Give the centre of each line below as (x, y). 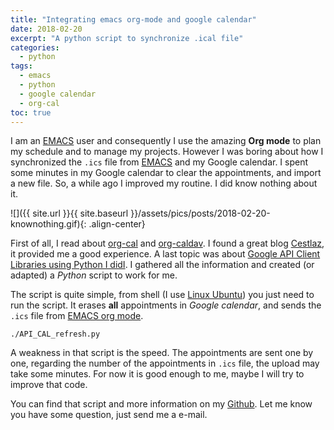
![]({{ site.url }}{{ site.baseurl (69, 213)
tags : (21, 66)
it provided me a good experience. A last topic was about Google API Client (165, 254)
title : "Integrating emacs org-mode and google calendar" (133, 19)
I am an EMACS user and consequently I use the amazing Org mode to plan (166, 141)
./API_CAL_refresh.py (55, 334)
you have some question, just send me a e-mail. (109, 415)
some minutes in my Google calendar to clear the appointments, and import (166, 173)
